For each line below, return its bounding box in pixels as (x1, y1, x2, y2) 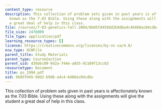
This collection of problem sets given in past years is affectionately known (5, 88, 152, 93)
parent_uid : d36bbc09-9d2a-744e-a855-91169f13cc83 (5, 61, 109, 66)
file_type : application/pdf (5, 34, 62, 39)
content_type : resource (5, 7, 53, 12)
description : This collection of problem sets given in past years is (5, 12, 150, 16)
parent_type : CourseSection (5, 57, 62, 62)
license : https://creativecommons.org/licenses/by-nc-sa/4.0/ (5, 43, 133, 48)
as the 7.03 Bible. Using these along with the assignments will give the (5, 93, 145, 99)
